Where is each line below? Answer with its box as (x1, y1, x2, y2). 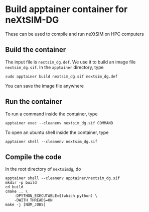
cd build (5, 185, 24, 190)
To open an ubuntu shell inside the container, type (5, 129, 109, 135)
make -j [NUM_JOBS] (5, 202, 46, 207)
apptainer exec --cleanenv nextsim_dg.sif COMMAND (5, 120, 113, 125)
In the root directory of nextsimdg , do (5, 166, 81, 172)
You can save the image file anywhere (5, 83, 84, 89)
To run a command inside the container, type (5, 111, 98, 117)
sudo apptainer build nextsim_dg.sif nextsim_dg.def (5, 74, 118, 79)
